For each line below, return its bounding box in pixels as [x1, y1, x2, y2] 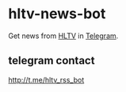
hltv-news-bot [8, 5, 106, 23]
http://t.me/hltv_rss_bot [8, 75, 85, 84]
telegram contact [8, 54, 95, 67]
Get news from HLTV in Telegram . [8, 31, 119, 40]
